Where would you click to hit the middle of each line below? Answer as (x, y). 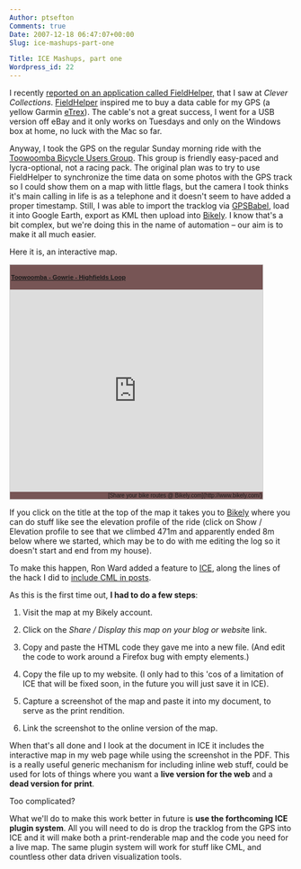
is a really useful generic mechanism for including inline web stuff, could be (149, 764)
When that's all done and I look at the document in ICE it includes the (137, 745)
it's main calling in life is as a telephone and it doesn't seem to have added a (150, 196)
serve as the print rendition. (73, 710)
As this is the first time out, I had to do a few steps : (104, 595)
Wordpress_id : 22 (42, 67)
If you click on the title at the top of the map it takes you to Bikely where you (150, 512)
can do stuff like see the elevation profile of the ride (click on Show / (136, 522)
